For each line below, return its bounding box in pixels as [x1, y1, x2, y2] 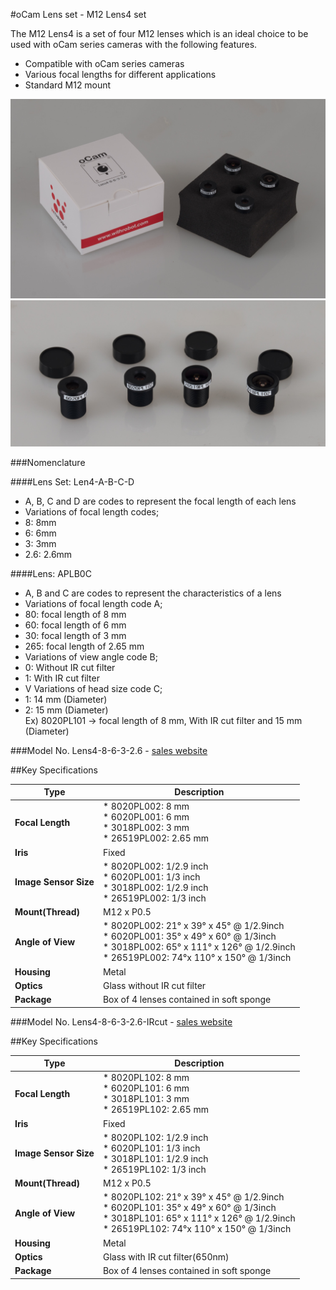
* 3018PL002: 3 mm [102, 822, 190, 834]
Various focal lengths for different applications [24, 69, 217, 80]
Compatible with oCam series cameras [24, 58, 185, 69]
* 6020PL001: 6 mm [102, 811, 190, 823]
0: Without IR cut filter [24, 661, 116, 673]
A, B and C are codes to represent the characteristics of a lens [24, 587, 282, 599]
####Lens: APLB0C [10, 567, 92, 579]
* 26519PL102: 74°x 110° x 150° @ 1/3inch [102, 1223, 292, 1235]
